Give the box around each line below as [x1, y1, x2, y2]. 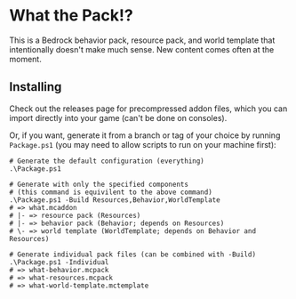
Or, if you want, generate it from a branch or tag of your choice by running [9, 130, 281, 141]
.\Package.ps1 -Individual [9, 257, 109, 267]
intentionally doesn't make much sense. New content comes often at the [9, 44, 275, 54]
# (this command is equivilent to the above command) [9, 188, 213, 197]
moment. [9, 53, 42, 64]
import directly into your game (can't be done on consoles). [9, 112, 228, 123]
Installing [9, 79, 62, 94]
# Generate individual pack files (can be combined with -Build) [9, 250, 256, 259]
